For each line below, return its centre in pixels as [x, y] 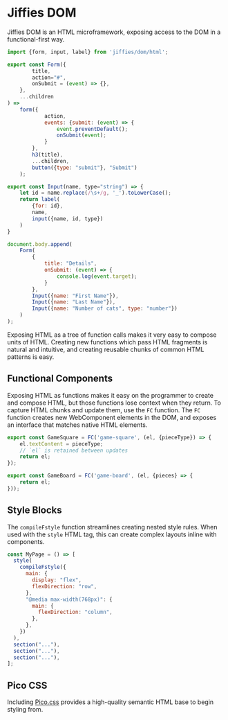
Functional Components [60, 379]
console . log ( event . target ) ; [97, 276]
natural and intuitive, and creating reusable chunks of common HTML [106, 349]
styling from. [25, 710]
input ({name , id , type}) [68, 219]
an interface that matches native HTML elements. [77, 425]
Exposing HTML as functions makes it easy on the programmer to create [111, 395]
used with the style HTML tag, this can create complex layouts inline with [112, 534]
